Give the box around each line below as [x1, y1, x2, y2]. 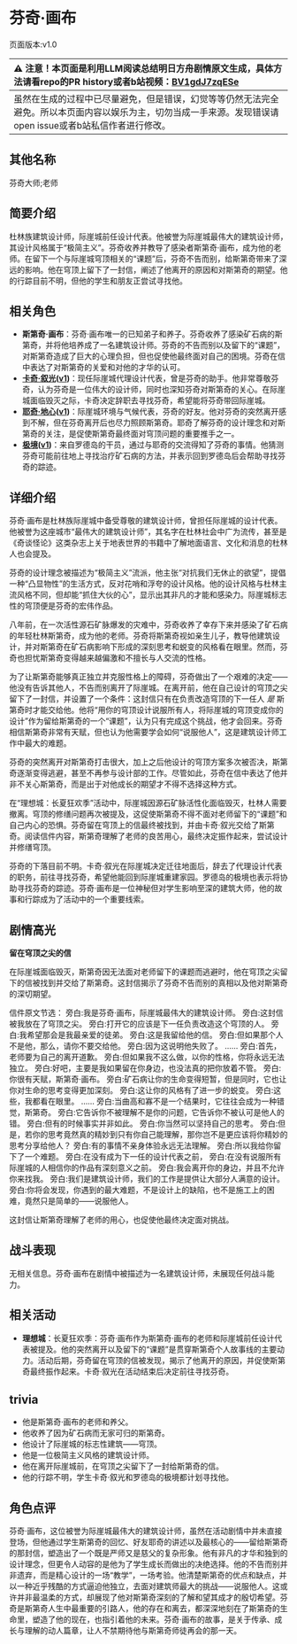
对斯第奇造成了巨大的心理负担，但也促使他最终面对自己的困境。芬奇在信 [21, 351, 286, 361]
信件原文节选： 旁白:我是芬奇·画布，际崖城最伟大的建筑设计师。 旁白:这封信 [9, 1007, 284, 1018]
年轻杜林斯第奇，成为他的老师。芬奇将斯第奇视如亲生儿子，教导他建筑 [16, 631, 272, 641]
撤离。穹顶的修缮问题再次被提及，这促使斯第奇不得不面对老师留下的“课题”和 [9, 809, 287, 819]
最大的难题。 [24, 738, 72, 748]
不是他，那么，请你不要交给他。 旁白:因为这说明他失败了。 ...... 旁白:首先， [9, 1041, 282, 1051]
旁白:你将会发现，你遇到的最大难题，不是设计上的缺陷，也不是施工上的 [9, 1184, 268, 1195]
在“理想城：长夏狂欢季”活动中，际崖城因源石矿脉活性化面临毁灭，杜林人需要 [9, 798, 287, 809]
